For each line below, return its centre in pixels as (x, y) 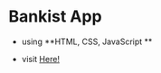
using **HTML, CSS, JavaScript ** (87, 41)
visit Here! (41, 59)
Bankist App (55, 17)
